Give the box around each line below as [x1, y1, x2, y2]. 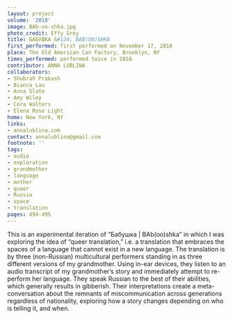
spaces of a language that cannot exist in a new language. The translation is [7, 244, 225, 253]
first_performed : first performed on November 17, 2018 [7, 42, 172, 49]
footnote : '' [7, 140, 45, 147]
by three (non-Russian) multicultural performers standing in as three [7, 252, 203, 260]
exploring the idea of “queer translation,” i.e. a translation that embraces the [7, 238, 225, 246]
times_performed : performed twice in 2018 [7, 56, 132, 63]
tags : [7, 146, 23, 153]
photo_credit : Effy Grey [7, 29, 79, 37]
